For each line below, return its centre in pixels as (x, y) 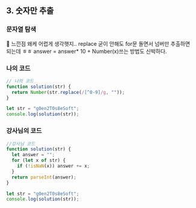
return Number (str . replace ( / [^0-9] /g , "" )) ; (68, 92)
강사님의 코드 (24, 131)
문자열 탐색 (21, 29)
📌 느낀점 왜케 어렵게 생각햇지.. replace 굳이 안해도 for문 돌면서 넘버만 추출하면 (98, 43)
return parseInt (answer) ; (44, 177)
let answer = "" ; (33, 155)
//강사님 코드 (21, 144)
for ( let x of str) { (39, 161)
